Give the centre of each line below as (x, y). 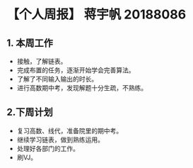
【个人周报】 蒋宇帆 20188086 (96, 15)
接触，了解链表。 (42, 61)
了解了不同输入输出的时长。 (57, 79)
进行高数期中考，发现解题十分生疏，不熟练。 (82, 88)
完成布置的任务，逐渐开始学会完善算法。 (76, 70)
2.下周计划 (30, 112)
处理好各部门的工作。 (48, 148)
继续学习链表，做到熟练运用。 (60, 140)
